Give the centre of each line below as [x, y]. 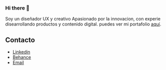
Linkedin [21, 52]
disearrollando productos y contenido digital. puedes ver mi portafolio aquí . [83, 24]
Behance [22, 57]
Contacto [20, 40]
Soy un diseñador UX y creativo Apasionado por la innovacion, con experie [83, 19]
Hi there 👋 [18, 8]
